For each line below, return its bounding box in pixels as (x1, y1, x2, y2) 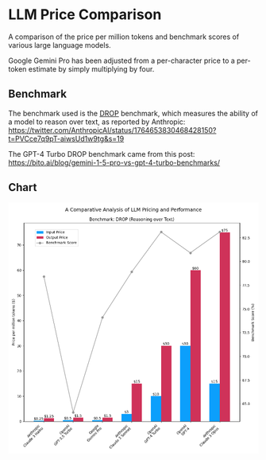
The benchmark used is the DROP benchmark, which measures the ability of (8, 108, 258, 118)
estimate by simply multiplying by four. (28, 64, 155, 73)
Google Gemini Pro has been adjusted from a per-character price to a (8, 56, 236, 65)
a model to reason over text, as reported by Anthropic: (8, 117, 186, 127)
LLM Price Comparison (8, 6, 162, 24)
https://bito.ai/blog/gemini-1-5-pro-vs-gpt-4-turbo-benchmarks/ (8, 158, 221, 167)
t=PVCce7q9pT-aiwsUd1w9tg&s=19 (8, 134, 125, 143)
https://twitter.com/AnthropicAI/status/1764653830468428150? (8, 125, 217, 134)
